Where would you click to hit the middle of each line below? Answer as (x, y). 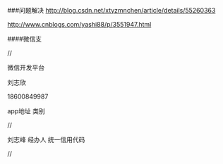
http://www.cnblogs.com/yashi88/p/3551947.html (79, 24)
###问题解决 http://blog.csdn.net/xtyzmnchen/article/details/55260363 (111, 10)
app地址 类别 (26, 111)
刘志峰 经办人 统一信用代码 (46, 140)
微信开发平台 (26, 68)
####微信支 (25, 39)
